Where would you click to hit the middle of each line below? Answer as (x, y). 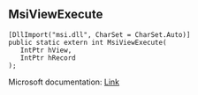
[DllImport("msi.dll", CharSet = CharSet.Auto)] (99, 34)
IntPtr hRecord (48, 58)
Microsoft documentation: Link (64, 82)
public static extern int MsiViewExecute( (88, 42)
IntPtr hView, (46, 50)
